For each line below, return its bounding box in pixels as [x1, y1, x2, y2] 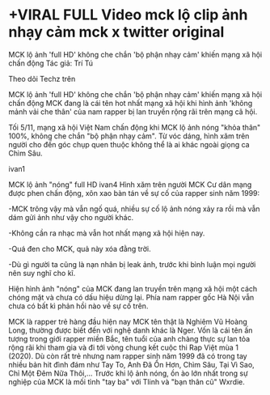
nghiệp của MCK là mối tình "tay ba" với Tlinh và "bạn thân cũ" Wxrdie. [8, 376, 245, 386]
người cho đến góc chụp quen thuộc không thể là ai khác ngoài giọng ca [8, 139, 250, 149]
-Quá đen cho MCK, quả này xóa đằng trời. [8, 244, 151, 253]
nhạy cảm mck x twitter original [8, 23, 225, 41]
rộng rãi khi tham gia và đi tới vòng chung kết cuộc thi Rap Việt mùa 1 [8, 342, 238, 352]
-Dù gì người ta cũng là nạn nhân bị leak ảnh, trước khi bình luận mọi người [8, 259, 256, 269]
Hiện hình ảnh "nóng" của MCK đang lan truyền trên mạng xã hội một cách [8, 283, 258, 293]
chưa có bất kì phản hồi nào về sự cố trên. [8, 301, 149, 311]
